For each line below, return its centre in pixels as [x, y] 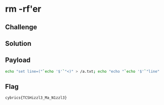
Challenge [21, 27]
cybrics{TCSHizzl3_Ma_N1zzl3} [36, 98]
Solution [18, 43]
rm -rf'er [23, 9]
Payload [18, 60]
